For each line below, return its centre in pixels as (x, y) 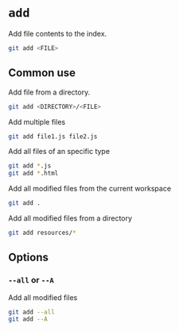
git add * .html (33, 173)
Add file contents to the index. (58, 33)
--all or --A (31, 280)
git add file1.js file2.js (53, 137)
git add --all (32, 312)
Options (29, 258)
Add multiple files (37, 121)
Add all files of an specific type (59, 152)
